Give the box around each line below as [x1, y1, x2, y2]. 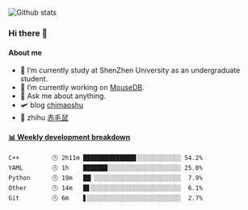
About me [8, 47, 43, 57]
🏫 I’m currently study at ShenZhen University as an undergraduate [19, 65, 241, 76]
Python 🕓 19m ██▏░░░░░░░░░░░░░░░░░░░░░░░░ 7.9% [8, 174, 204, 183]
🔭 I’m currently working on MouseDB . [19, 83, 145, 93]
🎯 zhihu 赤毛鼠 [19, 113, 69, 122]
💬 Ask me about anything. [19, 91, 107, 101]
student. [19, 74, 48, 84]
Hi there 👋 [8, 27, 48, 39]
